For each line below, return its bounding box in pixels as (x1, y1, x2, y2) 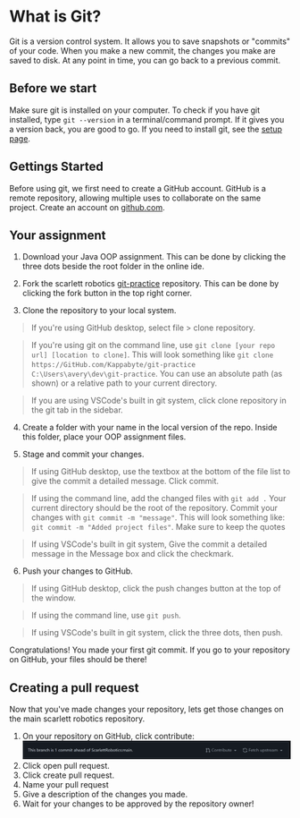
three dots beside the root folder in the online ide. (21, 261, 205, 272)
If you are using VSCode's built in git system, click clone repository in (30, 396, 287, 406)
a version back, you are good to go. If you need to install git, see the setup (9, 124, 283, 134)
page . (9, 132, 31, 144)
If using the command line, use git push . (30, 610, 181, 621)
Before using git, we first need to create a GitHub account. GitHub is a (9, 183, 266, 193)
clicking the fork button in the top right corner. (21, 288, 192, 299)
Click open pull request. (21, 761, 110, 771)
